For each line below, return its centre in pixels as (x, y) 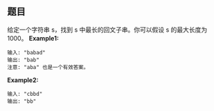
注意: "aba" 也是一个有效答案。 (48, 67)
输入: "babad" (27, 52)
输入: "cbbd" (25, 94)
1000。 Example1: (33, 38)
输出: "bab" (23, 60)
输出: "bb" (22, 101)
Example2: (23, 80)
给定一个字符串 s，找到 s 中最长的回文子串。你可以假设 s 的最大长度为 (107, 30)
